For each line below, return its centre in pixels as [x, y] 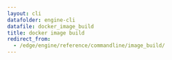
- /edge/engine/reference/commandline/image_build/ [89, 46]
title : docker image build [46, 33]
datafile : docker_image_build [51, 26]
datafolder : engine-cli [41, 20]
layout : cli [24, 13]
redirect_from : [29, 39]
